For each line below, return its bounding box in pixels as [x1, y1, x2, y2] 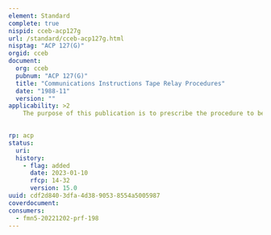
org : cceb [15, 65, 48, 73]
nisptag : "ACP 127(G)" [8, 42, 85, 50]
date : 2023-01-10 [29, 169, 89, 178]
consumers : [8, 207, 45, 215]
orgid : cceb [8, 49, 48, 57]
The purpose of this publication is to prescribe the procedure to [23, 110, 254, 118]
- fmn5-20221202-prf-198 [15, 214, 99, 222]
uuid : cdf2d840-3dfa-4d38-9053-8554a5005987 [8, 191, 161, 199]
